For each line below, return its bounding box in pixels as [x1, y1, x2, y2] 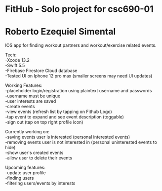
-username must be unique [5, 93, 61, 99]
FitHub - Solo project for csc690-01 [5, 3, 154, 15]
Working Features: [5, 82, 43, 88]
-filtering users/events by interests [5, 180, 76, 186]
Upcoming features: [5, 164, 46, 171]
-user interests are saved [5, 98, 56, 104]
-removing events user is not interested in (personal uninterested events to [5, 139, 157, 145]
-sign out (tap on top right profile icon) [5, 119, 83, 125]
